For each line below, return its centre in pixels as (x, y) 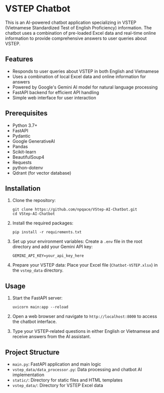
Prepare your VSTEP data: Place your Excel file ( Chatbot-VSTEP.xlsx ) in (85, 265)
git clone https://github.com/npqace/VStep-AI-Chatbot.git (75, 209)
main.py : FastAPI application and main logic (57, 364)
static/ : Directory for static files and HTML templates (67, 380)
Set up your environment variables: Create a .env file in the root (77, 241)
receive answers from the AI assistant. (51, 337)
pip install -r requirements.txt (47, 232)
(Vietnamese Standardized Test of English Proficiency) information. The (79, 27)
